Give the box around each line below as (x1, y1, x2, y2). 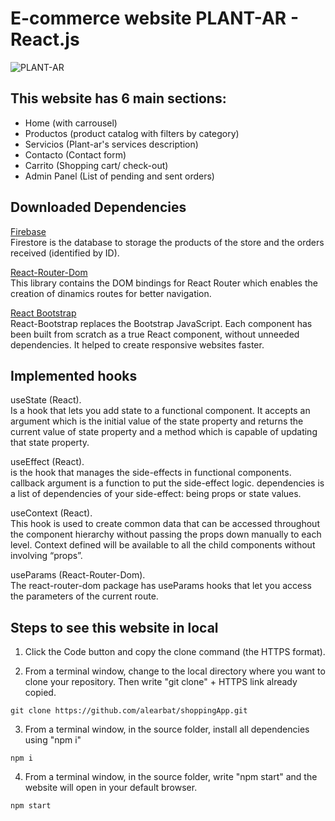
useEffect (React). (10, 456, 85, 468)
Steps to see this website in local (10, 619, 219, 636)
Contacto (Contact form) (24, 148, 127, 161)
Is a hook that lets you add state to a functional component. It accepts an (10, 405, 311, 417)
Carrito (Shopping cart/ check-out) (24, 159, 169, 171)
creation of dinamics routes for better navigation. (10, 287, 212, 299)
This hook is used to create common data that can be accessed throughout (10, 518, 320, 530)
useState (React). (10, 394, 82, 406)
